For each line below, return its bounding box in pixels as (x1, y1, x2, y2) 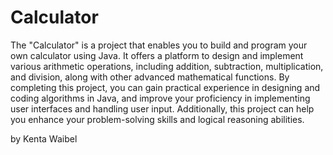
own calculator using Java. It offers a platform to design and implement (10, 49, 304, 61)
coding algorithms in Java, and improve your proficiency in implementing (10, 92, 311, 104)
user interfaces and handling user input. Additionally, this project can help (10, 102, 315, 115)
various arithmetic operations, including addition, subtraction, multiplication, (10, 60, 324, 72)
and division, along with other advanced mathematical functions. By (10, 71, 290, 83)
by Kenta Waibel (10, 132, 78, 145)
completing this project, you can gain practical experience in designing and (10, 81, 321, 93)
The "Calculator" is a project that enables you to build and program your (10, 39, 308, 51)
